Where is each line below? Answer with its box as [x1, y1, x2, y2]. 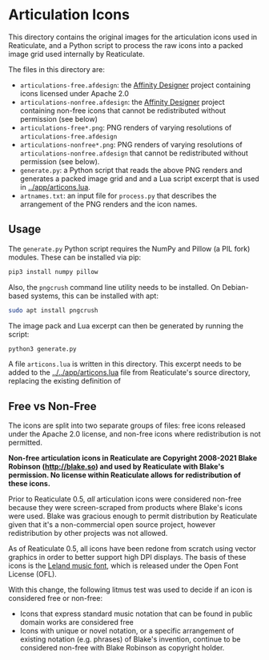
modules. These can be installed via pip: [8, 252, 142, 262]
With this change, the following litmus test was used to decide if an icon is [8, 585, 253, 594]
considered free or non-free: [8, 594, 102, 603]
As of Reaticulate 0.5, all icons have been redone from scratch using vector [8, 544, 256, 553]
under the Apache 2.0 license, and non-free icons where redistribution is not [8, 429, 262, 439]
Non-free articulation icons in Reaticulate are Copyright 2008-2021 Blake [8, 453, 258, 463]
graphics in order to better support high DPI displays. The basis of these [8, 553, 247, 562]
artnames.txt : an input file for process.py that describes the [19, 191, 217, 200]
